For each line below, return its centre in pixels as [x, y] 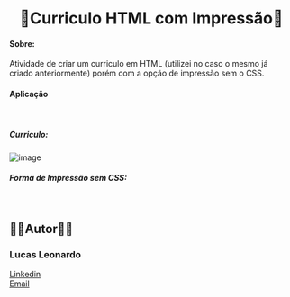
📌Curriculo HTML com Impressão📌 [151, 18]
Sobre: [22, 43]
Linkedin [25, 274]
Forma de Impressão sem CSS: [68, 178]
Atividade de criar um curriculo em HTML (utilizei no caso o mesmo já [139, 64]
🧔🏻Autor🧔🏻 [41, 229]
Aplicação [29, 94]
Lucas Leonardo [45, 254]
